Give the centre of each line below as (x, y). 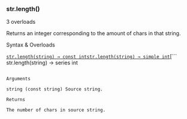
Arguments (19, 79)
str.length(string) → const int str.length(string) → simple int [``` (92, 57)
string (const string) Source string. (55, 89)
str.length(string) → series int (42, 63)
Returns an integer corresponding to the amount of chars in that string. (93, 33)
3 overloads (21, 22)
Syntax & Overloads (31, 45)
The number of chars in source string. (56, 110)
